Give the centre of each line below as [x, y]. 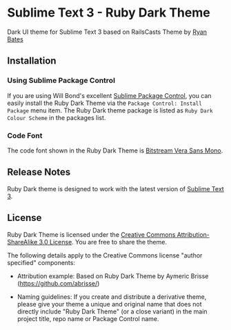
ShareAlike [22, 242]
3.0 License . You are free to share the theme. [103, 242]
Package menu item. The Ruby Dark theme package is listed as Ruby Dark [110, 110]
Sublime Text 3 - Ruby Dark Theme [109, 13]
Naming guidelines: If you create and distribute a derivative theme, [112, 297]
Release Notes [39, 172]
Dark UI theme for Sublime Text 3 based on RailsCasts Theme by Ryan [107, 32]
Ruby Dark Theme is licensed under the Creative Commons [91, 234]
